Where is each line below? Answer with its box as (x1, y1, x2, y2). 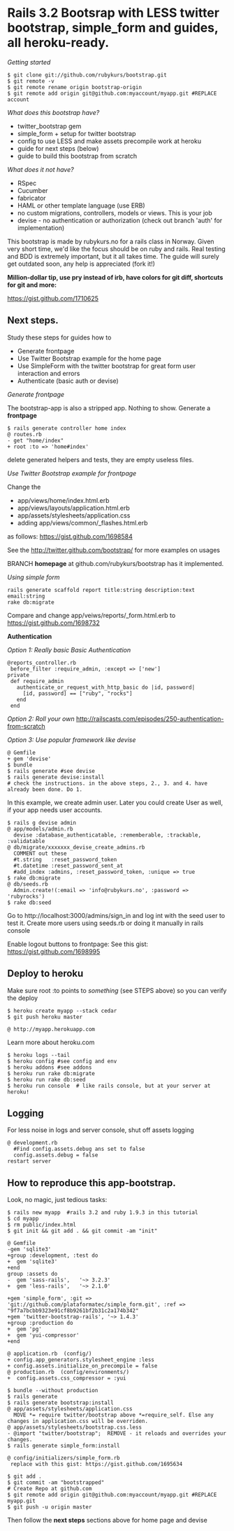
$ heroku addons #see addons (7, 1064, 92, 1071)
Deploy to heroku (7, 968, 84, 980)
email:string (7, 593, 45, 600)
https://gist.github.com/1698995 (7, 947, 101, 955)
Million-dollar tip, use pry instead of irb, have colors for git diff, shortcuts (7, 273, 224, 281)
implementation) (17, 223, 65, 232)
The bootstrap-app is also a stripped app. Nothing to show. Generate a (7, 403, 211, 412)
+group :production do (7, 1320, 73, 1327)
